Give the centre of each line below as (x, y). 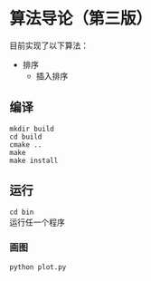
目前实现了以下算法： (49, 45)
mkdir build (32, 129)
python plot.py (38, 267)
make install (34, 160)
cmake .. (26, 145)
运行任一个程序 (37, 222)
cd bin (22, 212)
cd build (26, 137)
